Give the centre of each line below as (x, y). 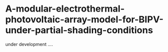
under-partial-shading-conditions (79, 30)
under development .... (29, 44)
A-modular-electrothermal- (65, 9)
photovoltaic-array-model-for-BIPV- (85, 19)
